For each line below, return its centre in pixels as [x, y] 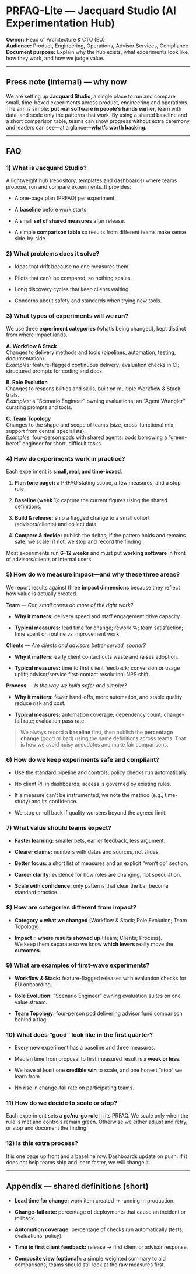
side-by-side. [31, 239]
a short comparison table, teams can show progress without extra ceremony [98, 121]
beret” [14, 444]
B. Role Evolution [27, 383]
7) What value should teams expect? [59, 827]
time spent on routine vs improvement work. [68, 633]
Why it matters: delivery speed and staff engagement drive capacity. [98, 616]
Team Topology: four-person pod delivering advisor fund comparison [98, 1013]
